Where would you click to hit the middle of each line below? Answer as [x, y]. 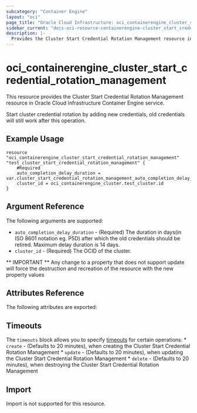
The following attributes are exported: [52, 307]
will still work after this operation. [46, 120]
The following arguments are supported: [55, 220]
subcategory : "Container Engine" [47, 11]
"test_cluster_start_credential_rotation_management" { [76, 163]
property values [25, 274]
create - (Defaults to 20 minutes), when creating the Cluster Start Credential [98, 346]
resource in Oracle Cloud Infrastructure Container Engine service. [85, 103]
